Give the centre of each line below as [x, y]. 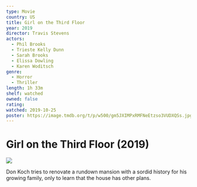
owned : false [22, 99]
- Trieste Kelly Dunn [38, 50]
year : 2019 [19, 28]
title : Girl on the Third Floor [45, 22]
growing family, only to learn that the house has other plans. [79, 178]
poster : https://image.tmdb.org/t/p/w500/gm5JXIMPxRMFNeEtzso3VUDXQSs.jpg [99, 115]
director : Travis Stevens [38, 34]
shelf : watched [25, 93]
